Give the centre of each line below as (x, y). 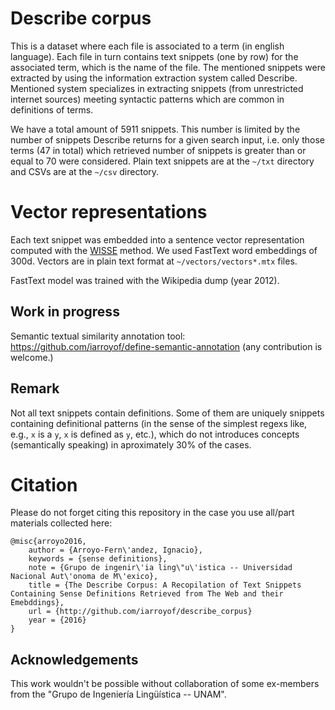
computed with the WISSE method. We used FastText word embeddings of (164, 250)
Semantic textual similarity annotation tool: (98, 336)
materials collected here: (61, 523)
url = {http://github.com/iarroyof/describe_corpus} (140, 612)
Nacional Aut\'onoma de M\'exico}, (84, 577)
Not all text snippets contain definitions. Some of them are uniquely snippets (167, 413)
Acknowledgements (74, 659)
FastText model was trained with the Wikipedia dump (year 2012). (145, 280)
